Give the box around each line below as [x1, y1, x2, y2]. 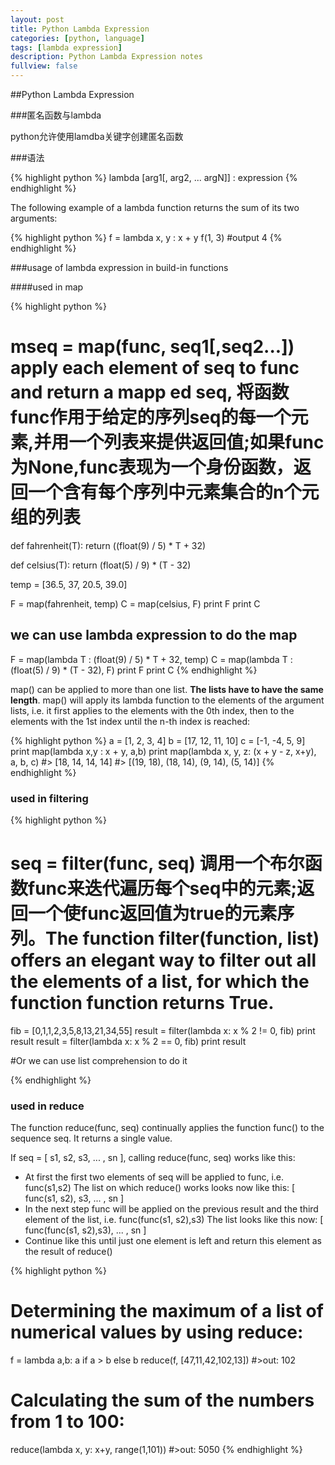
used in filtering [10, 791, 89, 805]
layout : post [10, 14, 65, 25]
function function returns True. [10, 992, 275, 1015]
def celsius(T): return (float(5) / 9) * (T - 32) [10, 559, 192, 571]
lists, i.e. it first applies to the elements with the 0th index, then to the [10, 704, 295, 716]
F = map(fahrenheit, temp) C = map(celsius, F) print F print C [10, 597, 261, 610]
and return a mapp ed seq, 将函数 [10, 381, 290, 404]
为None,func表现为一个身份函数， [10, 456, 294, 479]
